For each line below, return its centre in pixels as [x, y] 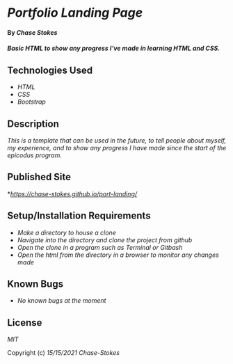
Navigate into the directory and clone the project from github [105, 240]
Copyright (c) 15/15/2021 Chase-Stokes [64, 353]
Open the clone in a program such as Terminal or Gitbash [100, 247]
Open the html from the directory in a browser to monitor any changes [118, 255]
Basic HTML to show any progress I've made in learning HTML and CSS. [114, 48]
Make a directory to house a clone [66, 232]
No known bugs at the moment [62, 301]
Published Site [39, 177]
